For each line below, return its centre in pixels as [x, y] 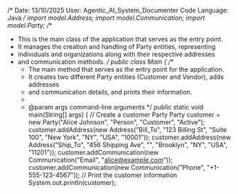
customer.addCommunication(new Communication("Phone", [117, 167]
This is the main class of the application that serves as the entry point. [120, 39]
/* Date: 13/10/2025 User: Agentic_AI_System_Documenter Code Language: [118, 10]
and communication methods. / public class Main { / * [96, 62]
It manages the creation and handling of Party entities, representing [117, 47]
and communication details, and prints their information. [110, 92]
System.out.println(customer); [72, 183]
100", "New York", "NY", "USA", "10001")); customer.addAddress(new [129, 137]
